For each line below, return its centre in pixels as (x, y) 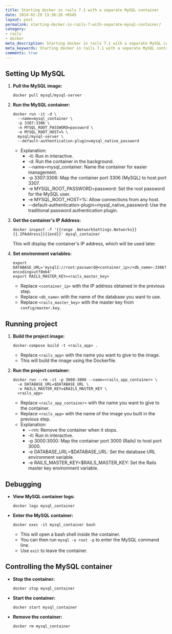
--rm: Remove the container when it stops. (73, 430)
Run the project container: (41, 371)
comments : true (21, 53)
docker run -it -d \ (35, 114)
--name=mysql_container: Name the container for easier (88, 167)
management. (42, 173)
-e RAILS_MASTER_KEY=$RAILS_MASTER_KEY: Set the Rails (92, 463)
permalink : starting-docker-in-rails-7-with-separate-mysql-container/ (83, 24)
